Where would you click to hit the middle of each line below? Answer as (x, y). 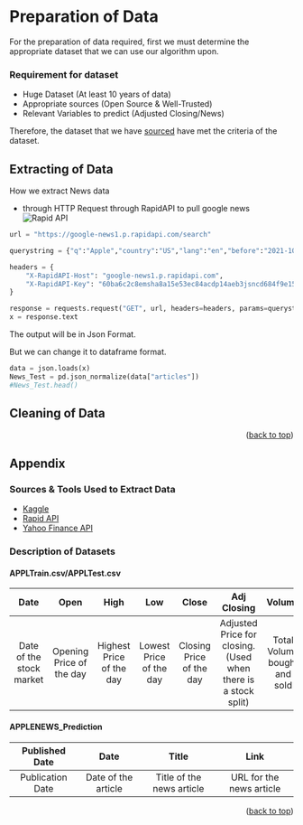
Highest (114, 646)
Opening (71, 652)
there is (239, 680)
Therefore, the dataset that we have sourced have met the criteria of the (143, 131)
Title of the (179, 777)
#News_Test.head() (44, 385)
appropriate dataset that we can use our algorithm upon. (114, 51)
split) (239, 702)
